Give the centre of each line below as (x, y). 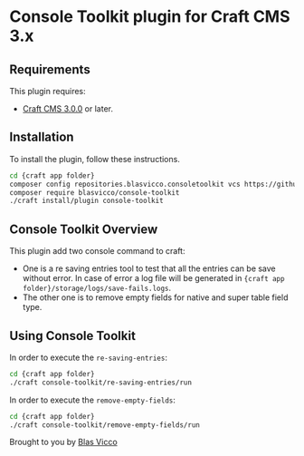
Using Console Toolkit (72, 336)
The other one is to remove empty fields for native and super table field (155, 297)
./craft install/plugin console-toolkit (87, 201)
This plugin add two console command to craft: (97, 251)
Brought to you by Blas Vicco (63, 442)
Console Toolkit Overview (84, 229)
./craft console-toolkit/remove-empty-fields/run (105, 425)
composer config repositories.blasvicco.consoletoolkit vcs (125, 184)
